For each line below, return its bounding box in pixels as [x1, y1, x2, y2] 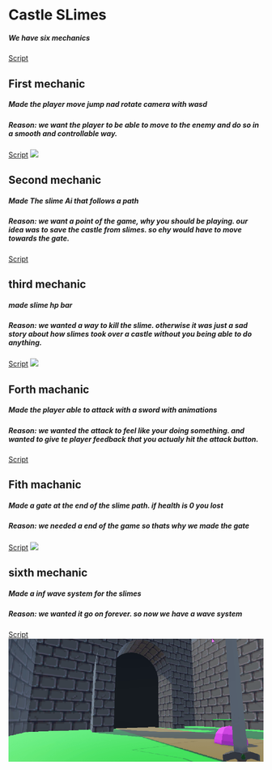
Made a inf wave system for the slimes [8, 589, 142, 598]
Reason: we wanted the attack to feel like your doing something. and [8, 425, 245, 435]
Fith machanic [8, 478, 82, 491]
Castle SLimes [8, 6, 107, 24]
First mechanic [8, 77, 86, 91]
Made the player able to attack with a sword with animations [8, 405, 218, 415]
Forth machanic [8, 382, 90, 396]
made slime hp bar [8, 300, 73, 309]
